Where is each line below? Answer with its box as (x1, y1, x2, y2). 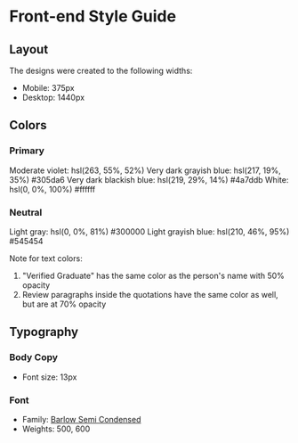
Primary (9, 144, 44, 157)
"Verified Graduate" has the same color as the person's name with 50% (21, 270, 285, 281)
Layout (9, 42, 49, 57)
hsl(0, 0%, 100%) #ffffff (9, 184, 96, 194)
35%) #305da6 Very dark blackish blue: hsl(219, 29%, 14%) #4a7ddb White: (9, 174, 289, 185)
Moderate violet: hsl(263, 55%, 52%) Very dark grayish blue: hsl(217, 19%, (9, 165, 282, 176)
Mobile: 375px (21, 83, 75, 93)
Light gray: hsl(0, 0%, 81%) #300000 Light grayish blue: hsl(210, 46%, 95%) (9, 226, 290, 237)
